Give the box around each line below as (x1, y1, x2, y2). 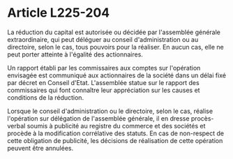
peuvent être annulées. (7, 144, 74, 152)
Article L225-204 (7, 5, 110, 21)
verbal (7, 121, 26, 130)
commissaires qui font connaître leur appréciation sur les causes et (7, 86, 200, 94)
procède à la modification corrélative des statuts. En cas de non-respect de (7, 129, 225, 137)
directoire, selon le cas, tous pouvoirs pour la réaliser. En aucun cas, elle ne (7, 43, 225, 51)
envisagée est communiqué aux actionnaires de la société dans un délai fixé (7, 71, 227, 79)
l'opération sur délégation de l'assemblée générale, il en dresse (7, 114, 190, 123)
